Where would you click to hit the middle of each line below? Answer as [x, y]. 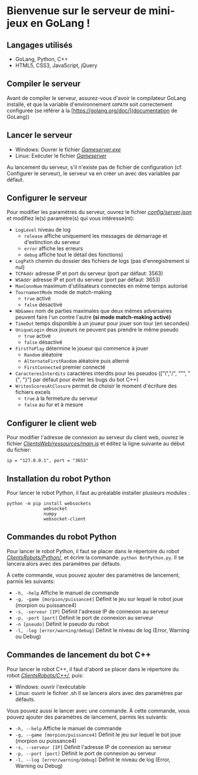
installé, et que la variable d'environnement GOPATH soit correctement [90, 104]
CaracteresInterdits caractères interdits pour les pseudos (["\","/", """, [101, 373]
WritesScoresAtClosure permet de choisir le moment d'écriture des [96, 386]
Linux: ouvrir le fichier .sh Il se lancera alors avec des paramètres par [99, 693]
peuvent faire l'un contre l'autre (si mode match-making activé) [93, 317]
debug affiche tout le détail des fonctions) [73, 255]
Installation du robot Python [59, 478]
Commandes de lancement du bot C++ [79, 655]
